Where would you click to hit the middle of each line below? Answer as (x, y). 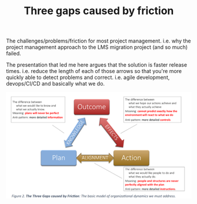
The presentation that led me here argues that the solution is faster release (96, 65)
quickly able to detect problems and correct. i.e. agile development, (88, 77)
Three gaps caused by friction (99, 11)
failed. (14, 54)
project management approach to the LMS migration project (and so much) (97, 47)
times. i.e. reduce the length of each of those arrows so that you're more (94, 71)
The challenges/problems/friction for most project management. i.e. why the (98, 41)
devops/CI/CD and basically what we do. (55, 84)
